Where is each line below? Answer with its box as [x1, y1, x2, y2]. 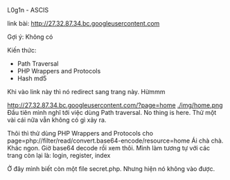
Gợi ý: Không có [7, 33, 53, 41]
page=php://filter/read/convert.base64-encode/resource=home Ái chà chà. [7, 136, 224, 145]
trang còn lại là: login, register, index [7, 152, 111, 159]
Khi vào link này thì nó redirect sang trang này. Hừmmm [7, 88, 166, 96]
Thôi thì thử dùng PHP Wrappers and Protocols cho [7, 129, 154, 137]
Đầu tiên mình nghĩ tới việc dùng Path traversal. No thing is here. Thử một [7, 109, 217, 116]
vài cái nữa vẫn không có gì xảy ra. [7, 116, 107, 124]
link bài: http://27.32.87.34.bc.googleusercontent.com [7, 19, 160, 27]
